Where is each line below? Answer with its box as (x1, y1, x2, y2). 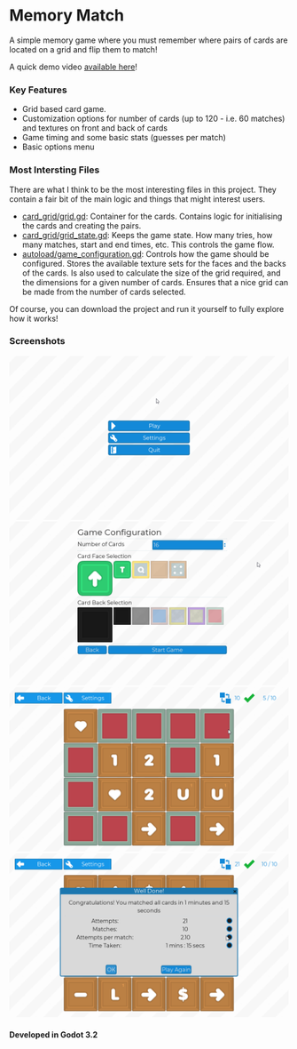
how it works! (9, 313, 59, 324)
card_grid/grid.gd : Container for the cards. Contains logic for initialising (21, 211, 283, 221)
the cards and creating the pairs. (21, 220, 142, 231)
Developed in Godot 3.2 (9, 1029, 98, 1040)
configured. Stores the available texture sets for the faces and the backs (21, 258, 286, 268)
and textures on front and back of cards (21, 123, 168, 133)
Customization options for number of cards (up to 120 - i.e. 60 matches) (21, 113, 285, 124)
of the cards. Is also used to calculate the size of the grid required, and (21, 268, 281, 278)
